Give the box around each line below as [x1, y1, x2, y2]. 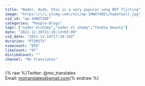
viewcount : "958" [5, 43, 41, 48]
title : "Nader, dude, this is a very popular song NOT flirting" [5, 7, 141, 12]
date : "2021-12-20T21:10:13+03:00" [5, 30, 78, 34]
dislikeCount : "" [5, 52, 41, 57]
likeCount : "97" [5, 48, 38, 52]
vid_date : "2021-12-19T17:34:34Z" [5, 34, 76, 39]
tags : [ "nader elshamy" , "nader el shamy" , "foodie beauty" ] [5, 25, 128, 30]
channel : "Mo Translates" [5, 57, 58, 62]
